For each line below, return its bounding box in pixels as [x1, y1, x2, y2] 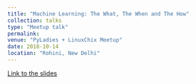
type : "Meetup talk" [7, 23, 69, 30]
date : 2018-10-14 [7, 43, 59, 50]
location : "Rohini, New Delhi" [7, 50, 100, 57]
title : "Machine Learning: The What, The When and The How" [7, 10, 190, 18]
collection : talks [7, 17, 62, 24]
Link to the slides [7, 68, 58, 78]
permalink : [7, 30, 40, 37]
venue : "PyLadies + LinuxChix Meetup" [7, 37, 123, 44]
